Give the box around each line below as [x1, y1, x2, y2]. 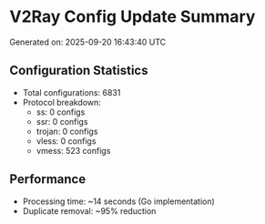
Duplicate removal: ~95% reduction [22, 205, 157, 216]
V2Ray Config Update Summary [9, 6, 256, 27]
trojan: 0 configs [36, 126, 98, 137]
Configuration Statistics [9, 63, 148, 78]
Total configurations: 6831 [22, 87, 121, 97]
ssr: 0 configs [36, 116, 88, 127]
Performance [9, 171, 87, 188]
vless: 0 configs [36, 135, 97, 147]
